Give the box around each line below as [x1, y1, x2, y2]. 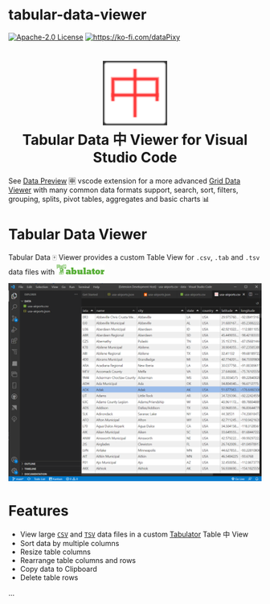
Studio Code [92, 149, 178, 166]
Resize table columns [19, 547, 91, 557]
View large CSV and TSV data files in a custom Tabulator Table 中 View [19, 529, 249, 539]
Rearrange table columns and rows [19, 555, 137, 565]
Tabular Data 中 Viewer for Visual [22, 131, 248, 150]
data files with [8, 267, 55, 277]
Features [8, 502, 69, 520]
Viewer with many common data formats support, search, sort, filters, [8, 185, 239, 195]
